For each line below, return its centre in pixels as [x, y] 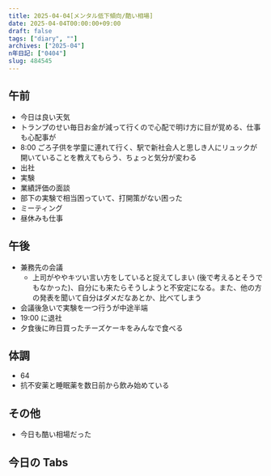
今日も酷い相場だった [55, 435]
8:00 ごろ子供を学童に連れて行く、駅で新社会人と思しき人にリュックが [138, 147]
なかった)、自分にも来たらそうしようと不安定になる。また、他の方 [150, 287]
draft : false [30, 31]
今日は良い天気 [45, 117]
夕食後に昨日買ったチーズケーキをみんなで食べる [102, 328]
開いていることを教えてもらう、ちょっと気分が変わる [108, 157]
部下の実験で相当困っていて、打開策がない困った [101, 198]
